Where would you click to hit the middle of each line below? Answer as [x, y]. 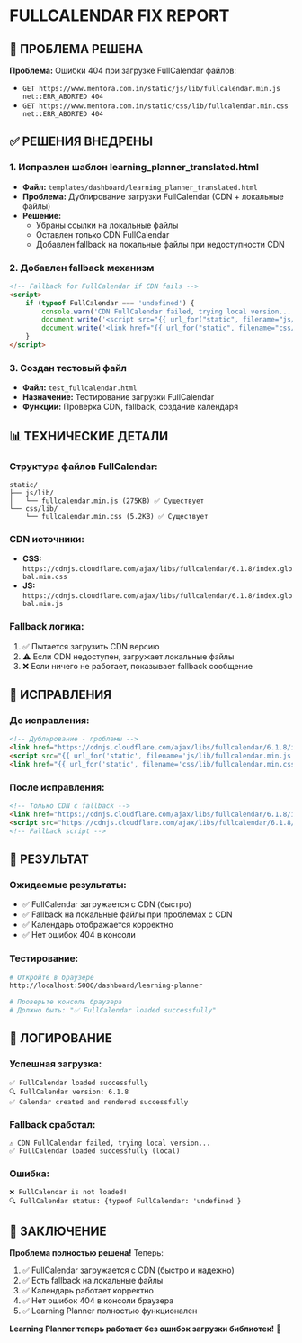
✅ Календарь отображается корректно [98, 925]
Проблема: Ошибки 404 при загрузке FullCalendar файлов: [123, 70]
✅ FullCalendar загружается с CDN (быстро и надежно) [129, 1270]
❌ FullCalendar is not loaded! [68, 1193]
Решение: [41, 215]
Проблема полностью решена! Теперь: [87, 1253]
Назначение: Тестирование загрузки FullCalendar [118, 397]
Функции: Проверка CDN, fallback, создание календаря [130, 407]
